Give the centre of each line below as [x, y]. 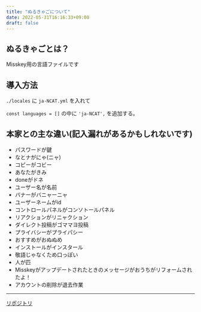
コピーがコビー [33, 164]
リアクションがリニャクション [51, 217]
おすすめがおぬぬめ [39, 239]
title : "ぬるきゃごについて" [38, 12]
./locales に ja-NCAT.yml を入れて [48, 100]
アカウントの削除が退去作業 [49, 284]
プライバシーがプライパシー [49, 232]
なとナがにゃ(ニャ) [38, 157]
